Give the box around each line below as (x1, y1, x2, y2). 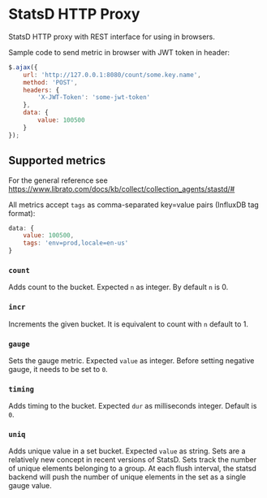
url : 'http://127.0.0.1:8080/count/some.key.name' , (23, 71, 201, 79)
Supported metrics (8, 154, 106, 167)
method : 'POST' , (23, 78, 79, 86)
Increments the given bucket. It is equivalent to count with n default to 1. (8, 318, 249, 329)
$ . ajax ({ (8, 63, 38, 71)
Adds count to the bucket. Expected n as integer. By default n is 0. (8, 282, 229, 292)
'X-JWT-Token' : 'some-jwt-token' (37, 93, 151, 102)
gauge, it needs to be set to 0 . (8, 364, 108, 374)
